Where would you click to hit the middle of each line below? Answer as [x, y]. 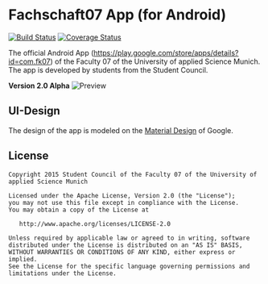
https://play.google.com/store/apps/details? [166, 52]
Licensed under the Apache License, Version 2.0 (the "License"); [122, 195]
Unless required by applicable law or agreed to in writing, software [129, 238]
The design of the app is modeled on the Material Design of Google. [121, 130]
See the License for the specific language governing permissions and [129, 266]
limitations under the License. [62, 273]
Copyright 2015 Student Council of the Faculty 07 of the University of [133, 174]
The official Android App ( [51, 52]
